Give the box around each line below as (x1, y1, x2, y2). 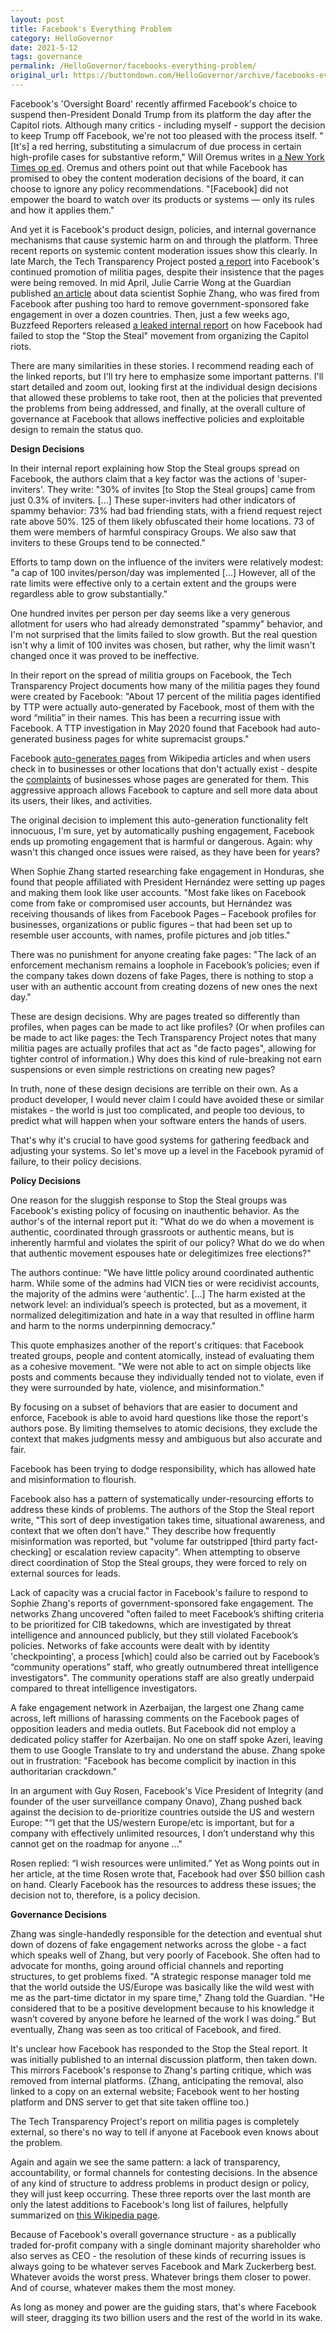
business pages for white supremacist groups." (54, 732, 250, 745)
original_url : (10, 71, 70, 81)
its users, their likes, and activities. (10, 794, 153, 806)
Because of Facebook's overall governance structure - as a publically (10, 2228, 297, 2240)
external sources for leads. (10, 1567, 121, 1579)
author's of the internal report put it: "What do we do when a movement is (10, 1215, 315, 1227)
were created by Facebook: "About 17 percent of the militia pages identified (10, 690, 321, 702)
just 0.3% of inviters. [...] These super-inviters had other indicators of (10, 494, 297, 506)
